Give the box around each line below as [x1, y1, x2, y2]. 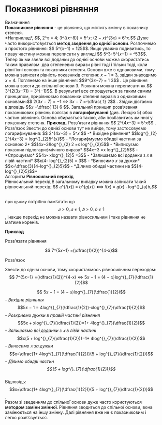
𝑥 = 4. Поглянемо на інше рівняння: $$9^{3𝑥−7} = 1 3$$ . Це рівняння [5, 77, 147, 83]
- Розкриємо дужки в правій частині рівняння [5, 312, 100, 318]
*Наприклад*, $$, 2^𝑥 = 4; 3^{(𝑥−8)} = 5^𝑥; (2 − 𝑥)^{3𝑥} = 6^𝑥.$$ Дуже [5, 35, 149, 41]
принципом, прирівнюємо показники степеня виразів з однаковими [5, 93, 146, 99]
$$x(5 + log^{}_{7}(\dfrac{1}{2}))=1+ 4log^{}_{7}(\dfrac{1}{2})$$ [17, 335, 146, 341]
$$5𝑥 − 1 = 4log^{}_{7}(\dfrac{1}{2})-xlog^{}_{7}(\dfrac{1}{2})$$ [17, 304, 145, 310]
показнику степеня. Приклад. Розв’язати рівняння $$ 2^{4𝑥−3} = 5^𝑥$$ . [5, 120, 156, 126]
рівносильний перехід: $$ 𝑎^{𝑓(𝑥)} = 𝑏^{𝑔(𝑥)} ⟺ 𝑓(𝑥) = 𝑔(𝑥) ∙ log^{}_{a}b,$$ [5, 183, 157, 190]
